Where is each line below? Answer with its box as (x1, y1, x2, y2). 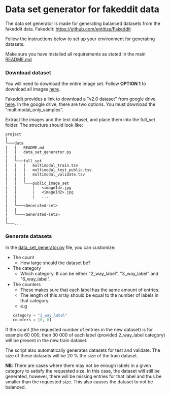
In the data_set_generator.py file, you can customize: (5, 244, 116, 250)
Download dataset (5, 69, 52, 76)
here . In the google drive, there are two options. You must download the (5, 101, 156, 107)
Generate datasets (5, 233, 52, 240)
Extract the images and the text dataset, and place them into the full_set (5, 117, 156, 123)
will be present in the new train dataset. (5, 337, 88, 344)
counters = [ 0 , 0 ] (12, 317, 52, 323)
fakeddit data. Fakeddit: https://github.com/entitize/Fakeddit (5, 25, 131, 32)
